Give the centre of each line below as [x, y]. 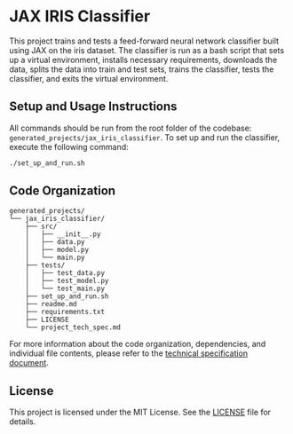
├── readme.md [51, 304]
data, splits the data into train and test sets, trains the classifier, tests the [142, 69]
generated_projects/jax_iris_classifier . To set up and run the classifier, [145, 137]
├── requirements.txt [65, 312]
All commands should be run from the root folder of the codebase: [131, 128]
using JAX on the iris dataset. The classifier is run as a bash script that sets [147, 50]
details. [23, 422]
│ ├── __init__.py [63, 234]
